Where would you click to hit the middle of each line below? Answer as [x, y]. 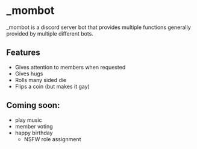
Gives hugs [29, 74]
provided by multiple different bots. [50, 33]
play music [28, 120]
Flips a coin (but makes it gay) [52, 86]
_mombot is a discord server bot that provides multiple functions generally [98, 27]
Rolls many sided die [41, 80]
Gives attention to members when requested [70, 67]
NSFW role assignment [52, 139]
